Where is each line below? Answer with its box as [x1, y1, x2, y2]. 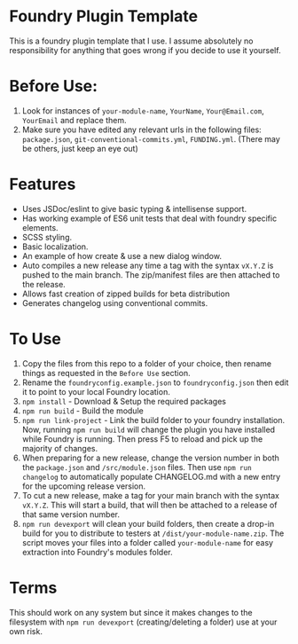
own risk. [9, 625, 43, 636]
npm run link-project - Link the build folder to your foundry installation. [21, 414, 286, 425]
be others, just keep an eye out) [21, 143, 139, 153]
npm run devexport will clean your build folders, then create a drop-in [21, 518, 275, 529]
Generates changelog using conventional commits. [21, 297, 208, 308]
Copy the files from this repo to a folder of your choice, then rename [21, 357, 272, 369]
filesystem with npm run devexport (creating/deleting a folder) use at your [9, 617, 278, 627]
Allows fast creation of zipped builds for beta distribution [21, 288, 231, 299]
